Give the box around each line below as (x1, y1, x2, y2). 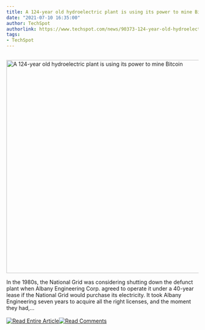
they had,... (6, 304, 35, 311)
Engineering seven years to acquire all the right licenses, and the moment (6, 298, 191, 305)
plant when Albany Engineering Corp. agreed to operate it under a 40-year (6, 285, 194, 292)
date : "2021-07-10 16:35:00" (6, 15, 81, 21)
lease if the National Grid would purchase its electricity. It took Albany (6, 292, 182, 298)
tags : (6, 32, 20, 38)
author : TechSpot (6, 20, 51, 26)
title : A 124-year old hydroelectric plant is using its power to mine (6, 9, 192, 15)
